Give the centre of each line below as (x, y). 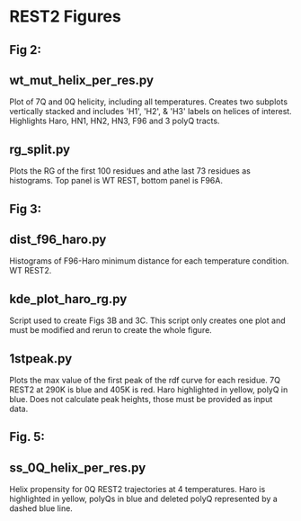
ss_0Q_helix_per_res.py (78, 467)
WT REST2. (31, 271)
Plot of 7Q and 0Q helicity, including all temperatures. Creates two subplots (149, 102)
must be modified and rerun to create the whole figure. (111, 330)
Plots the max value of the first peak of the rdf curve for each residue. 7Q (145, 381)
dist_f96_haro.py (58, 239)
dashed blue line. (41, 508)
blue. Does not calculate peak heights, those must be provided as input (141, 400)
